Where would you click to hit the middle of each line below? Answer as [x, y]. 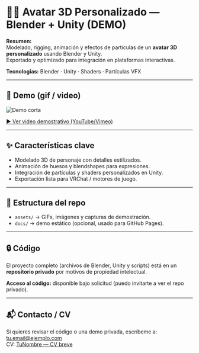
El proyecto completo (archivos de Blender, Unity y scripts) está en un [92, 265]
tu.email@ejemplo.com [34, 338]
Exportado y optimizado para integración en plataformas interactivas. [91, 60]
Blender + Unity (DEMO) [66, 25]
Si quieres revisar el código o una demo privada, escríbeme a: [82, 332]
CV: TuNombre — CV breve [39, 344]
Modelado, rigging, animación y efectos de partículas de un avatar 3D [92, 47]
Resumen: [19, 41]
